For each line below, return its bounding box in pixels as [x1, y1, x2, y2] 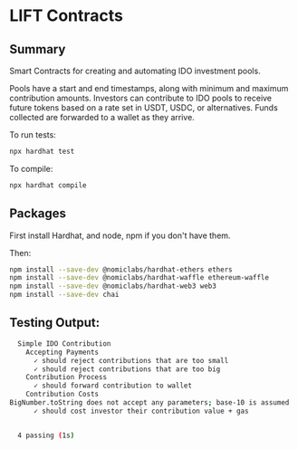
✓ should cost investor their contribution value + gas [33, 406, 249, 416]
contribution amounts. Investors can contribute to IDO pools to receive [9, 92, 273, 103]
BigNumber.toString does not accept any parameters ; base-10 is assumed [9, 398, 290, 407]
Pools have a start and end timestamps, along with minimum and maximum [9, 83, 289, 93]
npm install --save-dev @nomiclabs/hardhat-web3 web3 [9, 282, 217, 291]
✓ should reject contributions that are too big [33, 364, 221, 374]
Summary [9, 42, 66, 57]
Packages [9, 205, 66, 222]
